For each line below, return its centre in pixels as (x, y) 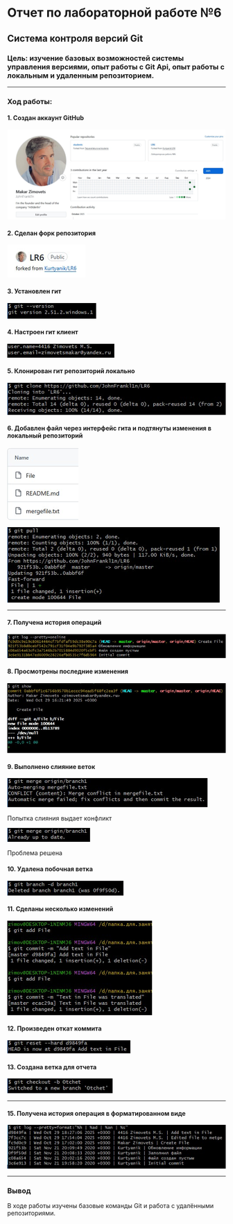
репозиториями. (31, 1213)
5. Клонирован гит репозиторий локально (71, 371)
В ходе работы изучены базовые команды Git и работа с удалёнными (111, 1206)
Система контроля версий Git (75, 38)
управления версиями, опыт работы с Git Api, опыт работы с (116, 67)
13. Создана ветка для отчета (52, 1067)
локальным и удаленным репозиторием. (81, 76)
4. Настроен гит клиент (43, 332)
